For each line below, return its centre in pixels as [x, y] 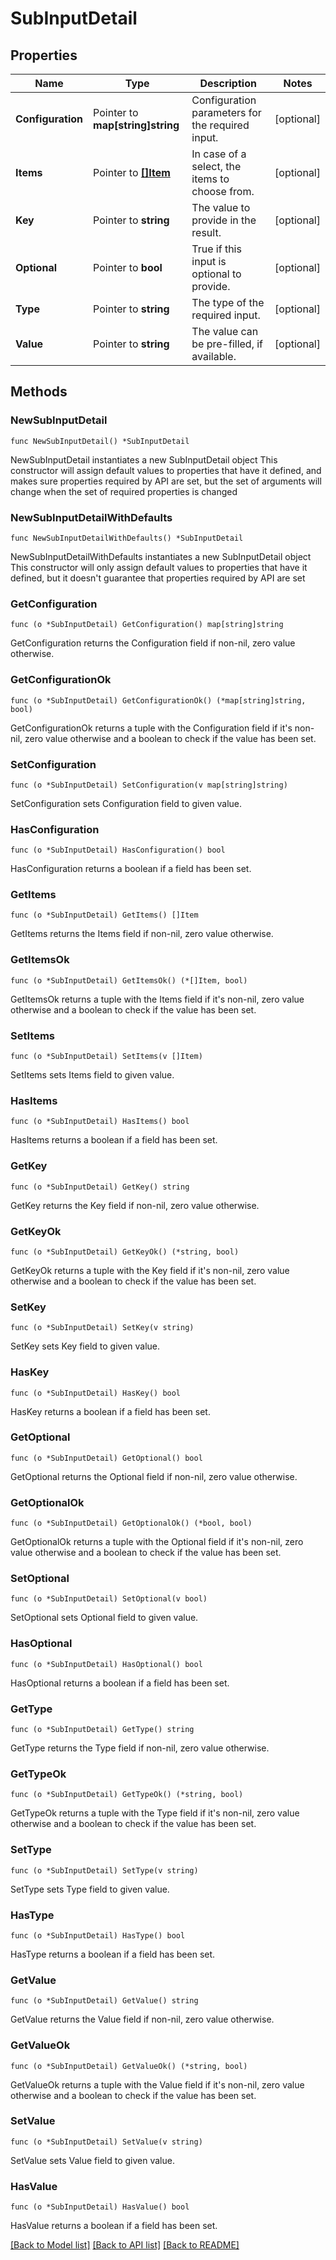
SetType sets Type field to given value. [90, 1889]
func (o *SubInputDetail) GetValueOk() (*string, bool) [129, 2066]
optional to [216, 274]
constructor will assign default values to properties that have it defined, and [166, 470]
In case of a [219, 154]
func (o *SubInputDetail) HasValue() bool [100, 2207]
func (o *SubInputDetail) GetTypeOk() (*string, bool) [127, 1795]
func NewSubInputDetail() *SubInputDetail [100, 441]
